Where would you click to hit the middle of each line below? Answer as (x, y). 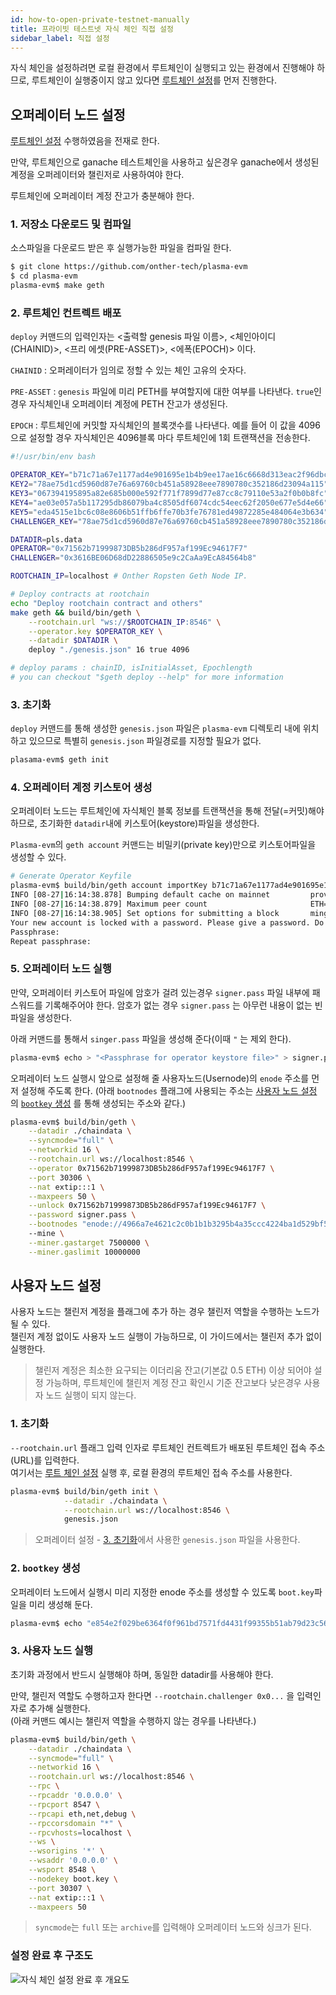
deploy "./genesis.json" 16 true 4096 (109, 650)
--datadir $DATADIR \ (73, 641)
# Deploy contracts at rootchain (80, 594)
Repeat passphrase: (51, 941)
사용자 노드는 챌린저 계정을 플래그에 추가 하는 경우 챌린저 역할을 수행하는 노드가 (165, 1312)
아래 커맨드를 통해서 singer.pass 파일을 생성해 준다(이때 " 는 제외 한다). (151, 1038)
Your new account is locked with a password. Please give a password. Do (167, 922)
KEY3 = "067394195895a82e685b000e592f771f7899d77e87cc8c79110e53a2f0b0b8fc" (169, 494)
